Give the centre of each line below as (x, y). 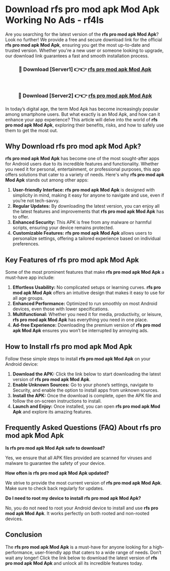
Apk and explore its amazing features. (52, 411)
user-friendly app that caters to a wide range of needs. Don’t (98, 552)
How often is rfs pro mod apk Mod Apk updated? (57, 473)
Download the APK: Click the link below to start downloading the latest (87, 374)
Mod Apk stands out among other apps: (47, 180)
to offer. (21, 217)
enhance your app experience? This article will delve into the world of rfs (81, 119)
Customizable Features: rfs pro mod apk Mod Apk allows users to (82, 233)
